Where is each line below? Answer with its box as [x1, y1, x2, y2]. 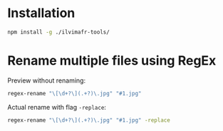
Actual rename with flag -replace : [7, 103, 107, 111]
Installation [7, 5, 76, 21]
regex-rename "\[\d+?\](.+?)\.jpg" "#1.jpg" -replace [7, 116, 171, 124]
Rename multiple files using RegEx [7, 53, 217, 68]
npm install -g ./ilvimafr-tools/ [7, 28, 110, 36]
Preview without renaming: [7, 76, 86, 85]
